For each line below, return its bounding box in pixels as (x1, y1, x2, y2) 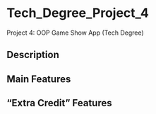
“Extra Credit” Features (6, 97, 112, 109)
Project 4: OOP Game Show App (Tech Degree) (6, 28, 144, 37)
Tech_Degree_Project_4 (6, 5, 150, 21)
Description (6, 49, 59, 61)
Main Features (6, 73, 71, 85)
